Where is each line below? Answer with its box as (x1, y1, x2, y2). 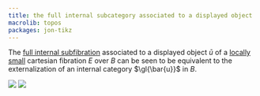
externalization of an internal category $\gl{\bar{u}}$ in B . (8, 65, 198, 74)
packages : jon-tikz (8, 26, 73, 34)
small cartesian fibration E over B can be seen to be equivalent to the (8, 56, 233, 65)
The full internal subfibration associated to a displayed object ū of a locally (8, 48, 251, 57)
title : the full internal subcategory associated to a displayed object (8, 11, 253, 20)
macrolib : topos (8, 19, 62, 27)
